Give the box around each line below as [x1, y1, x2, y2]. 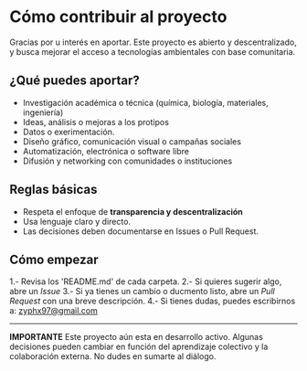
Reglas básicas [9, 182, 98, 197]
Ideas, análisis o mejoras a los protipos [22, 116, 169, 127]
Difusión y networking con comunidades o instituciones [22, 155, 233, 166]
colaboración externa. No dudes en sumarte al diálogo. [9, 351, 217, 362]
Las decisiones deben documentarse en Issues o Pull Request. [22, 226, 259, 237]
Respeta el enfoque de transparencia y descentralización [22, 206, 244, 217]
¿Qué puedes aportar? [9, 73, 140, 89]
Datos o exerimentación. [22, 126, 115, 137]
